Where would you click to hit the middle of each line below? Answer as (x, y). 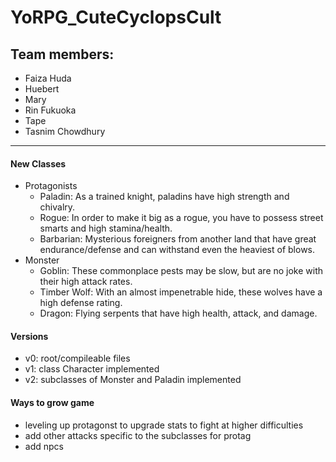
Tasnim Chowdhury (65, 131)
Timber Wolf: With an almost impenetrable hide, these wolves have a (181, 292)
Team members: (62, 54)
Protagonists (51, 186)
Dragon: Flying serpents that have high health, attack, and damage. (178, 313)
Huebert (42, 89)
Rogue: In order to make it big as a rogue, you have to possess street (181, 218)
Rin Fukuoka (50, 110)
